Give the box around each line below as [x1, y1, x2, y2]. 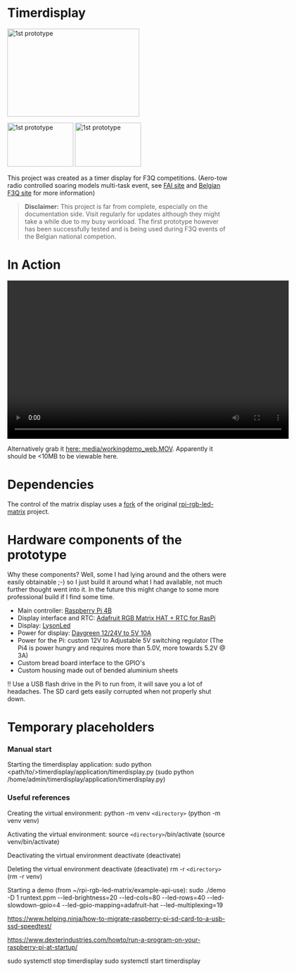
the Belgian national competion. [24, 232, 117, 241]
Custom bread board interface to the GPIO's [17, 658, 146, 667]
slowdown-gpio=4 [7, 900, 61, 909]
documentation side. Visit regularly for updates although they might [24, 210, 220, 218]
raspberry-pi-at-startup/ [7, 942, 78, 951]
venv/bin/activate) [7, 837, 60, 845]
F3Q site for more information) [7, 188, 96, 197]
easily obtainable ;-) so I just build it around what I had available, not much [7, 577, 223, 586]
